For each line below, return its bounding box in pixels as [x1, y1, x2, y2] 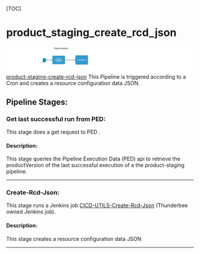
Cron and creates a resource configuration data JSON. [6, 80, 140, 87]
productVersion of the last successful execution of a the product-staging [6, 162, 185, 169]
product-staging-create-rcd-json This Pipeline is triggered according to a [6, 73, 186, 80]
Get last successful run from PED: [6, 114, 106, 123]
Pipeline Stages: [6, 97, 68, 107]
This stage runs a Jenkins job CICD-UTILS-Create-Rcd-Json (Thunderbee [6, 202, 189, 209]
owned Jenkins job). [6, 208, 56, 215]
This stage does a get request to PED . [6, 128, 101, 135]
